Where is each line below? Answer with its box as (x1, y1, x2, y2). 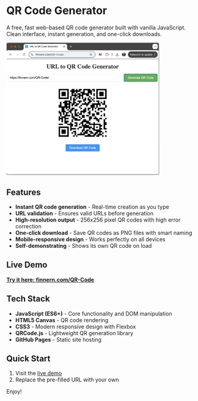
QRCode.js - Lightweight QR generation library (15, 329, 134, 336)
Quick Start (6, 353, 51, 364)
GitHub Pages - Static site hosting (15, 336, 102, 343)
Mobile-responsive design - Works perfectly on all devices (15, 236, 166, 243)
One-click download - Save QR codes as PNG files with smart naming (15, 229, 193, 237)
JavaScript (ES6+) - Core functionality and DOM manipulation (15, 309, 172, 317)
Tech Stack (6, 294, 50, 304)
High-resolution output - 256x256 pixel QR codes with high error (15, 216, 181, 223)
